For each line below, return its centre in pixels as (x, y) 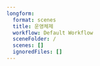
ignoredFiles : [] (38, 52)
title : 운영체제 (33, 26)
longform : (21, 13)
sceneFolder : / (34, 39)
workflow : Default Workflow (53, 33)
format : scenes (34, 20)
